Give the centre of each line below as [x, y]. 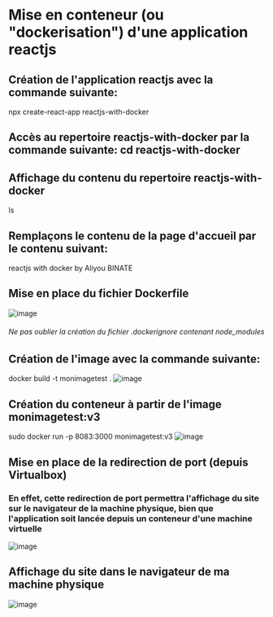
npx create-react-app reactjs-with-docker [79, 112]
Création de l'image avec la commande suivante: [134, 359]
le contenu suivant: [58, 249]
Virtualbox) [38, 475]
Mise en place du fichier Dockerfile [99, 293]
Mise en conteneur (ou [86, 15]
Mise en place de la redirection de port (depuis [129, 462]
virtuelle [25, 528]
